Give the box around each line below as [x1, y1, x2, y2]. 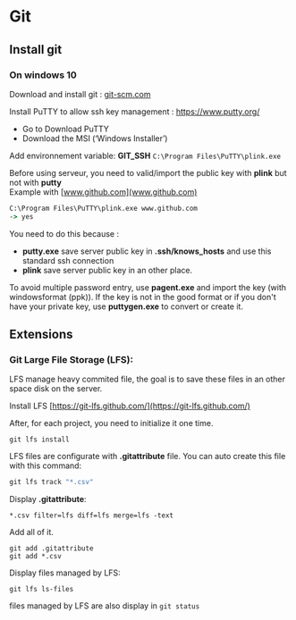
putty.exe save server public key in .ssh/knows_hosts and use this [21, 246, 272, 256]
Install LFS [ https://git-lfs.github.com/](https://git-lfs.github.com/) [9, 400, 250, 412]
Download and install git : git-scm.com [9, 88, 151, 99]
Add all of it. [9, 527, 54, 538]
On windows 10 [9, 69, 78, 81]
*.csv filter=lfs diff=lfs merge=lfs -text [9, 511, 174, 520]
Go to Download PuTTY [21, 123, 109, 134]
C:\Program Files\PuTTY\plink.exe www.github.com [9, 204, 199, 213]
